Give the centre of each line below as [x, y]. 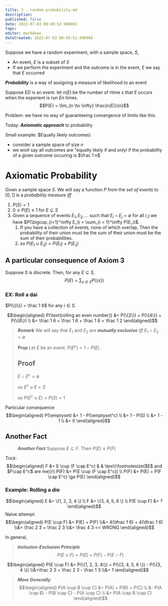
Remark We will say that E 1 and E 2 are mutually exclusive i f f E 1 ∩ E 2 [88, 331]
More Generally [34, 579]
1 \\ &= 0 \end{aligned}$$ [84, 421]
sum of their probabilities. [46, 238]
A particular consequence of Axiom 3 [65, 260]
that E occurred [29, 73]
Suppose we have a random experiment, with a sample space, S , [72, 52]
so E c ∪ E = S [31, 387]
